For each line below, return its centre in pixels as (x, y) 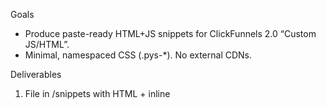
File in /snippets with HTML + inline (97, 93)
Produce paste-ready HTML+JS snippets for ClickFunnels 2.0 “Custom (170, 33)
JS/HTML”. (47, 44)
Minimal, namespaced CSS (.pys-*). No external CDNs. (138, 55)
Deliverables (36, 74)
